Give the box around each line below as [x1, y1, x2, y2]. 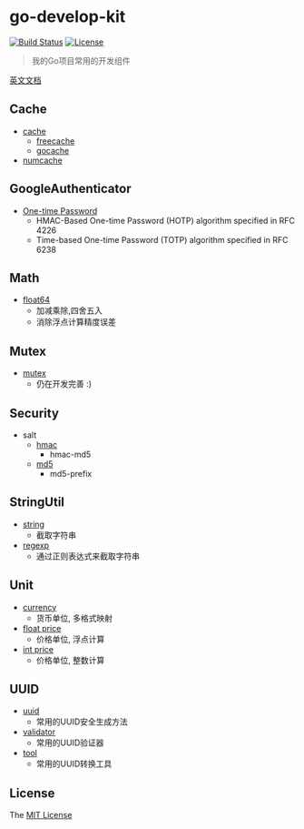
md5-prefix [49, 469, 93, 479]
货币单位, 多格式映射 [35, 612, 113, 623]
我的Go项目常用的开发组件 [31, 55, 131, 66]
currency [22, 602, 57, 612]
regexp [22, 540, 50, 551]
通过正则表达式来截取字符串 [35, 551, 141, 561]
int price [22, 643, 54, 654]
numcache [22, 155, 64, 166]
